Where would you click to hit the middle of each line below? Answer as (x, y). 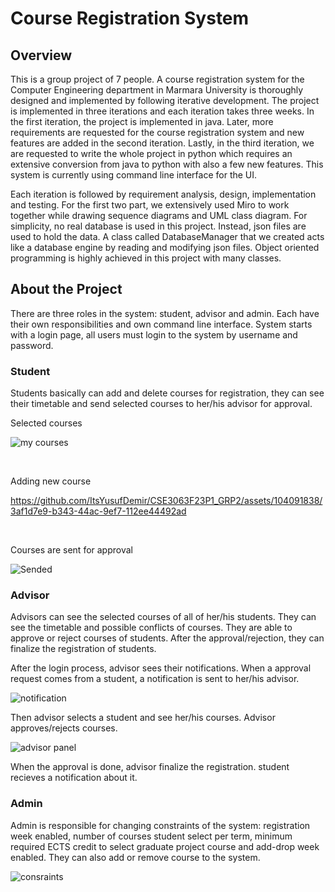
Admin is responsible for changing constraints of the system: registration (160, 825)
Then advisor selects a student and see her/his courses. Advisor (143, 718)
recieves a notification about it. (74, 778)
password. (32, 345)
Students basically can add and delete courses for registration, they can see (167, 393)
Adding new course (51, 481)
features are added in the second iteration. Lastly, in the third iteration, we (162, 143)
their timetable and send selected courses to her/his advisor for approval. (161, 404)
